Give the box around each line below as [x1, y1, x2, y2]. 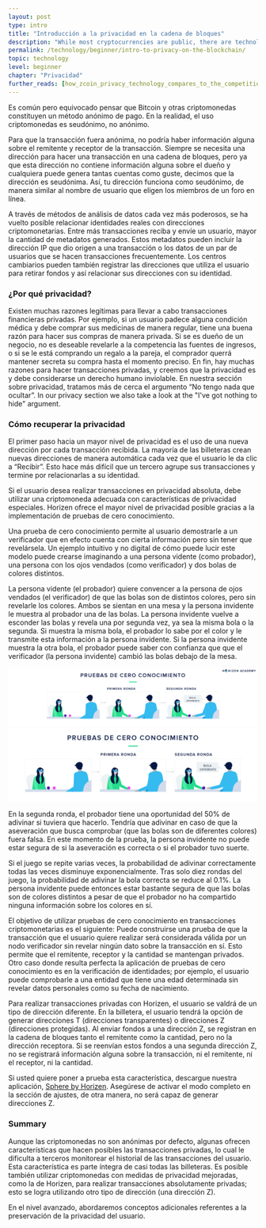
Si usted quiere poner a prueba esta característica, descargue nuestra [8, 1073, 237, 1083]
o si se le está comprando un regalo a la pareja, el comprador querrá [8, 348, 232, 357]
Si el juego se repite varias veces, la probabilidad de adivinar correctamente [8, 858, 256, 868]
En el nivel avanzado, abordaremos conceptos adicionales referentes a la [8, 1203, 247, 1212]
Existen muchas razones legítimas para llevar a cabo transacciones [8, 306, 228, 315]
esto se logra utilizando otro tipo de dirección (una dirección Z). [8, 1187, 216, 1196]
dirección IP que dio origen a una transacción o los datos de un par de [8, 243, 237, 252]
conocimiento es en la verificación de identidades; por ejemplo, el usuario [8, 967, 249, 976]
